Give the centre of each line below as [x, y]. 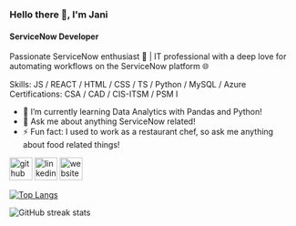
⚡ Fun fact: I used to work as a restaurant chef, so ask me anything [148, 132]
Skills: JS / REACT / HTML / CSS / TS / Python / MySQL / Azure [128, 85]
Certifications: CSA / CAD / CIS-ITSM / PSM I [94, 94]
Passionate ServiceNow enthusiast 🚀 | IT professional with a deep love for [148, 56]
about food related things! [71, 145]
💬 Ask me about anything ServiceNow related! [109, 121]
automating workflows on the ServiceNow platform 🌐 [109, 67]
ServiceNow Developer [54, 36]
